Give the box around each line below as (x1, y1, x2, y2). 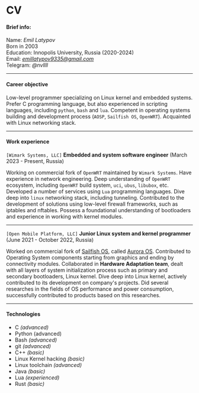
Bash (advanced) (14, 336, 57, 343)
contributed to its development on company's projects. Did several (6, 279, 169, 286)
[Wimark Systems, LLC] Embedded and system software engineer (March (6, 151, 188, 158)
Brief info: (6, 23, 31, 30)
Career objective (6, 80, 49, 87)
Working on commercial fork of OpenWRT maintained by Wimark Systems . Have (6, 169, 192, 176)
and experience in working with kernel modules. (6, 213, 123, 220)
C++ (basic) (14, 349, 44, 356)
